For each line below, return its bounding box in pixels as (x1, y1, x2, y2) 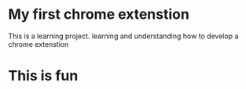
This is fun (8, 67, 79, 85)
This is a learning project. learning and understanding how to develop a (8, 31, 239, 41)
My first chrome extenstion (8, 5, 190, 23)
